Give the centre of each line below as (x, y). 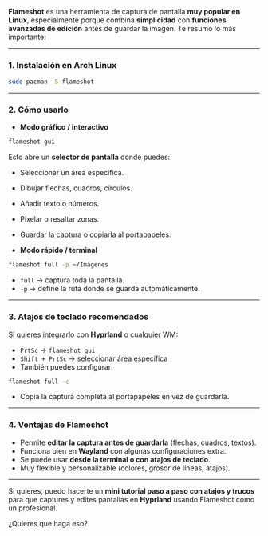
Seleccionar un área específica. (72, 173)
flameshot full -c (39, 382)
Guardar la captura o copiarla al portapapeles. (95, 234)
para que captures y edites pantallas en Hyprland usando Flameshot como (132, 499)
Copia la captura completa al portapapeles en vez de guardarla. (124, 397)
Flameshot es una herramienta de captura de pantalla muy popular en (124, 12)
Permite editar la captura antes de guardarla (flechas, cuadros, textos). (138, 442)
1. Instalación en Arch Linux (63, 65)
